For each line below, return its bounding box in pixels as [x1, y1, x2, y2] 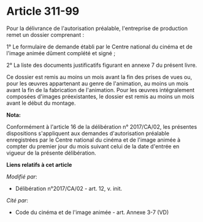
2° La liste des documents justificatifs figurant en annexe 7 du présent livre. [6, 61, 197, 69]
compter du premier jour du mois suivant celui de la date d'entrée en [6, 142, 180, 150]
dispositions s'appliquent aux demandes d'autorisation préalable [6, 129, 170, 137]
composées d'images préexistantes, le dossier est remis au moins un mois [6, 93, 194, 100]
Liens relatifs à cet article [6, 161, 72, 168]
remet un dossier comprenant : [6, 31, 85, 38]
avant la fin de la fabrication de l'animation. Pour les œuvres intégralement [6, 86, 195, 93]
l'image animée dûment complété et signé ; [6, 49, 115, 56]
